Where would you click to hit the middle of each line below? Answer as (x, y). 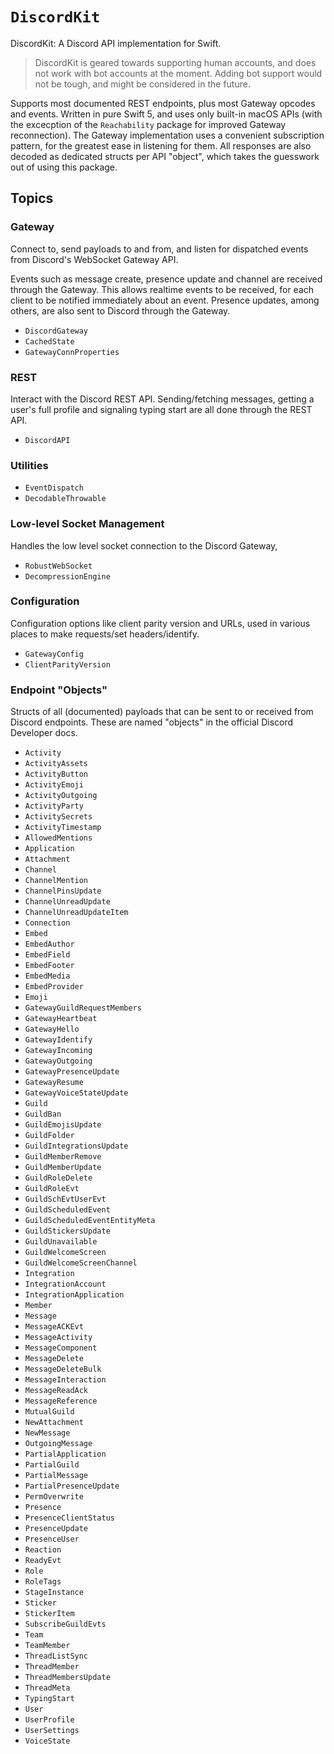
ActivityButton (56, 774)
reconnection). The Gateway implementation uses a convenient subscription (167, 135)
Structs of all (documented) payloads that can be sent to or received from (162, 712)
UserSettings (52, 1731)
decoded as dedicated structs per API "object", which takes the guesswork (165, 156)
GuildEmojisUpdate (63, 1125)
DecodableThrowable (65, 499)
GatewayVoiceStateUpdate (76, 1093)
